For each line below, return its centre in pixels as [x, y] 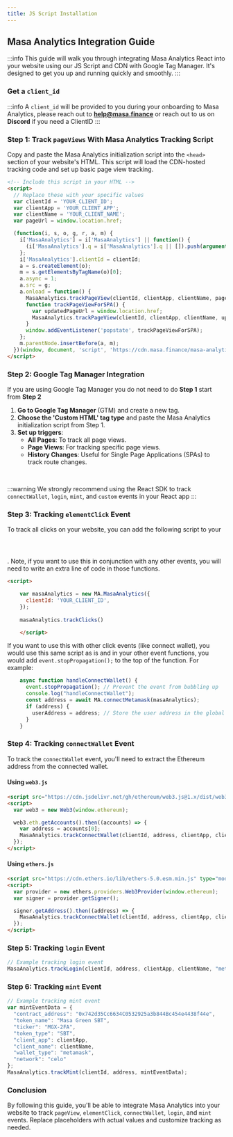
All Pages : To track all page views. [77, 440]
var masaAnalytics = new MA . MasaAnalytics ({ [85, 594]
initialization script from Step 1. [61, 424]
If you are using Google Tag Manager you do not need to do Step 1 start [110, 389]
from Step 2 [24, 397]
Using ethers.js [31, 864]
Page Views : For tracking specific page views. [94, 447]
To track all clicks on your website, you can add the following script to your [114, 530]
